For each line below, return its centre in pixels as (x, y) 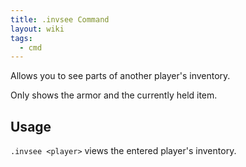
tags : (21, 38)
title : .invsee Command (60, 19)
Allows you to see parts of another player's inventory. (120, 76)
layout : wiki (37, 29)
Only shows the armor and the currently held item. (114, 95)
